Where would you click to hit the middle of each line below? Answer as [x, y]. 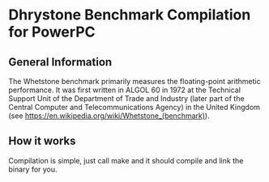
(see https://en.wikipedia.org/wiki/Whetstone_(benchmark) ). [109, 116]
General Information [60, 62]
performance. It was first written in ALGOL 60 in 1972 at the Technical [125, 90]
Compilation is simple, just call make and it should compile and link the [126, 160]
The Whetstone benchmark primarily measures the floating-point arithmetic [134, 81]
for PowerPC [52, 32]
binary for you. [33, 169]
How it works [42, 141]
